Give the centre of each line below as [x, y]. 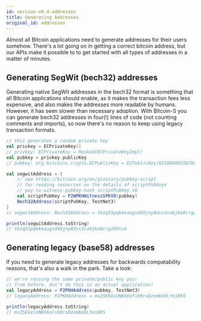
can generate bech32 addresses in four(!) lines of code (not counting [92, 118]
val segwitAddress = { [34, 174]
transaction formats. [31, 130]
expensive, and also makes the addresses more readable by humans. [92, 104]
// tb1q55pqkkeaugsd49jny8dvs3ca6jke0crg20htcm [67, 229]
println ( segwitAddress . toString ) [48, 223]
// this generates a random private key [57, 141]
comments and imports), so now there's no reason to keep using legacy [95, 124]
